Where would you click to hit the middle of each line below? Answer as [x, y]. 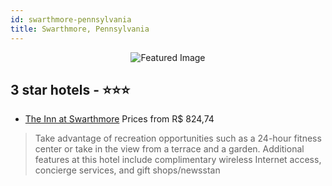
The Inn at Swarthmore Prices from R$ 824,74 [119, 119]
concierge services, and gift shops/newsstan [127, 170]
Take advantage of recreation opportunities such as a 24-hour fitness [178, 138]
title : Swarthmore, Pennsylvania [80, 29]
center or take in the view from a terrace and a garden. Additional [169, 149]
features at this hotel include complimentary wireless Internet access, [178, 160]
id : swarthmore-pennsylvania [71, 19]
